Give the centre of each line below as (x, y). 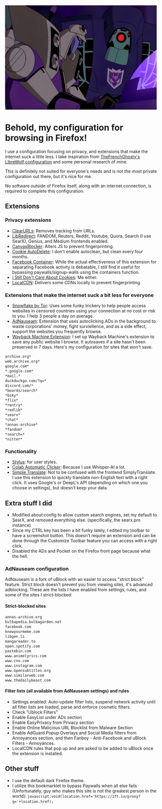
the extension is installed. (37, 753)
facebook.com (18, 627)
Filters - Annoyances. (33, 743)
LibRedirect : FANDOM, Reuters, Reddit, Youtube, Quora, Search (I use (81, 236)
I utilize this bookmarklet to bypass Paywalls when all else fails (74, 786)
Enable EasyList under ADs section (47, 717)
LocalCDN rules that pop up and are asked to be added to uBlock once (83, 748)
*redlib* (14, 410)
